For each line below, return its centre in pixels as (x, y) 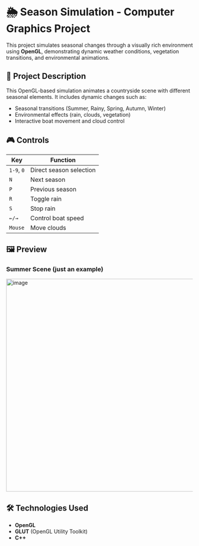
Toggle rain (46, 198)
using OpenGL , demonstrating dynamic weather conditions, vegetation (93, 51)
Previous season (54, 189)
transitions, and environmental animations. (58, 57)
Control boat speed (57, 218)
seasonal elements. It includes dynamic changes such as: (76, 97)
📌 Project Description (46, 76)
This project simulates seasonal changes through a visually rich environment (99, 45)
